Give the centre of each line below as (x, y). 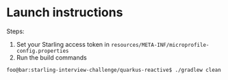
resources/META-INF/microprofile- (160, 45)
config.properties (42, 51)
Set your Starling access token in (63, 44)
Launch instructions (65, 13)
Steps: (15, 31)
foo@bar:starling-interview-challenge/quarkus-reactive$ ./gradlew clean (114, 70)
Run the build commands (51, 57)
